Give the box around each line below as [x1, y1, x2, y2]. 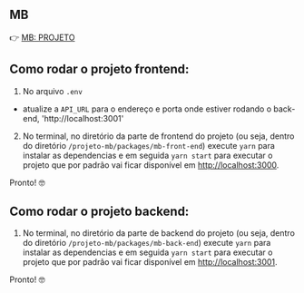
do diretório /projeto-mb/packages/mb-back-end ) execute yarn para [22, 238, 271, 249]
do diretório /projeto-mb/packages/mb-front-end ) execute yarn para [22, 140, 275, 151]
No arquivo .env [22, 85, 83, 96]
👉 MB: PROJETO [9, 32, 75, 43]
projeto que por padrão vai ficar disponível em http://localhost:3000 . [22, 159, 279, 171]
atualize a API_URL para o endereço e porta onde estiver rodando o [22, 103, 272, 114]
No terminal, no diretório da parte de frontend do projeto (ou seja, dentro [22, 131, 295, 142]
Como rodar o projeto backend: [9, 204, 190, 220]
